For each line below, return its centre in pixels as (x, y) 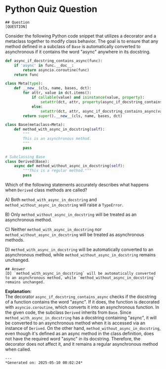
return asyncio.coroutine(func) (56, 70)
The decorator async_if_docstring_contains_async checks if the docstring (81, 297)
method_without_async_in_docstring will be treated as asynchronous (75, 235)
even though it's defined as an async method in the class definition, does (80, 334)
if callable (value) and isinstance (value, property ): (88, 98)
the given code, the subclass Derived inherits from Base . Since (68, 312)
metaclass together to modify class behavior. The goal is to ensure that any (82, 41)
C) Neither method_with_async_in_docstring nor (54, 230)
